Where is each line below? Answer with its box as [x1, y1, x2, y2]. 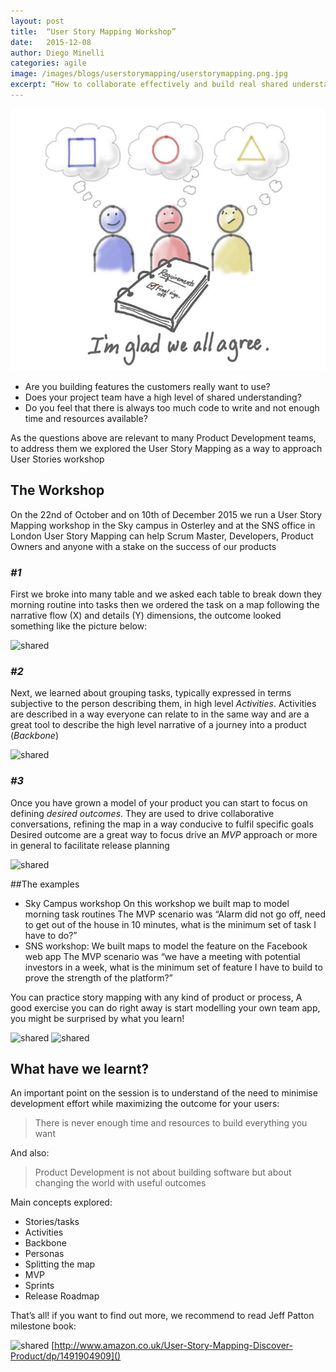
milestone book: [10, 1320, 77, 1332]
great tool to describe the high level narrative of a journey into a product [10, 719, 307, 731]
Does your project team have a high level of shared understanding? [24, 391, 302, 403]
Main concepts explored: [10, 1196, 113, 1209]
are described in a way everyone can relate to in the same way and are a [10, 708, 310, 720]
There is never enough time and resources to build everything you [34, 1117, 308, 1129]
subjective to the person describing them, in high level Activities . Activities [10, 698, 317, 710]
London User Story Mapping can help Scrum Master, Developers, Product [10, 530, 314, 542]
